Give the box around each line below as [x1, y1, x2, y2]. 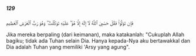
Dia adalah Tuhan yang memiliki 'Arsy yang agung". [6, 43, 130, 50]
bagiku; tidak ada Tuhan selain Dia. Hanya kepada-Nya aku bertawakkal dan [6, 37, 191, 44]
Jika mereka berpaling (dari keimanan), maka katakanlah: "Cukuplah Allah [6, 31, 185, 38]
